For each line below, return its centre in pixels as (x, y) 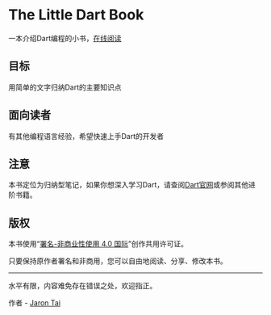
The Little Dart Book (76, 15)
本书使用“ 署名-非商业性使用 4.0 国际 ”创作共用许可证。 (98, 244)
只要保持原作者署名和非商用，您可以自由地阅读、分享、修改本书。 (118, 261)
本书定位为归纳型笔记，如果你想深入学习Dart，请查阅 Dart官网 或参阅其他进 (132, 185)
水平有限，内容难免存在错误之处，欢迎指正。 (83, 286)
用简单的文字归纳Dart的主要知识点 (65, 87)
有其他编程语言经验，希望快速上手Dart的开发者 (86, 136)
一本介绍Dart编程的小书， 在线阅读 (65, 38)
